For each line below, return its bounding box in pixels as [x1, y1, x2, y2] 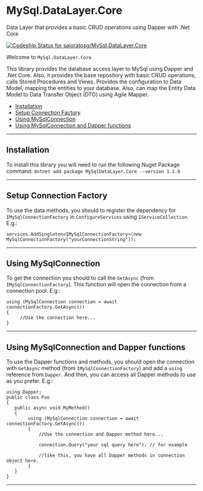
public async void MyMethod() [14, 405, 91, 411]
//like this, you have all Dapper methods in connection [38, 452, 185, 459]
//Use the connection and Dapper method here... [38, 431, 164, 438]
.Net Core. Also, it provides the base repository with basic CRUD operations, [6, 71, 196, 79]
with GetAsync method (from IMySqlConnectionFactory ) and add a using [6, 365, 182, 372]
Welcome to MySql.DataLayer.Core [6, 53, 92, 60]
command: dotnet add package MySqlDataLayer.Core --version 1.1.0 [6, 167, 181, 175]
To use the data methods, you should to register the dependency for [6, 207, 176, 214]
